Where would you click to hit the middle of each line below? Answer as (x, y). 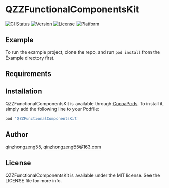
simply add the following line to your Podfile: (52, 109)
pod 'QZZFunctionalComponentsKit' (42, 118)
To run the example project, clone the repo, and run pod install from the (83, 52)
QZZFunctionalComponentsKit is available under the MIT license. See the (83, 175)
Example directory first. (30, 58)
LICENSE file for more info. (34, 181)
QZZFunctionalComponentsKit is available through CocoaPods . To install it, (85, 103)
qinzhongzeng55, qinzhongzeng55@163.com (53, 147)
